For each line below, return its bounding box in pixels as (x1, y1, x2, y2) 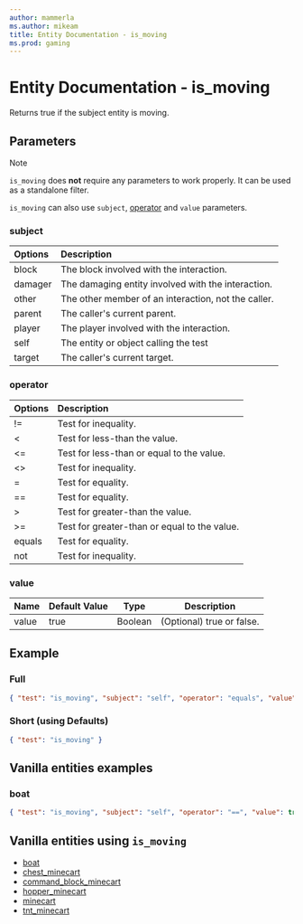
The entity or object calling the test (60, 336, 209, 349)
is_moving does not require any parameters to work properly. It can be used (9, 175, 291, 185)
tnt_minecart (22, 905, 70, 916)
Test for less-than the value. (57, 431, 179, 444)
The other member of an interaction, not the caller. (60, 293, 274, 306)
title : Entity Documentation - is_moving (9, 30, 168, 39)
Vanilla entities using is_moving (9, 833, 188, 848)
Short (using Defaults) (9, 715, 109, 728)
